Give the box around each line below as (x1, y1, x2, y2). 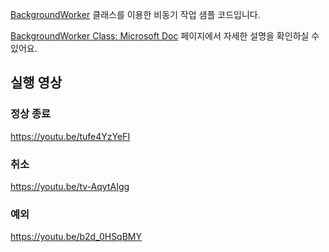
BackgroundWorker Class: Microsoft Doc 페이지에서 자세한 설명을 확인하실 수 (10, 30, 320, 42)
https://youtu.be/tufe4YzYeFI (10, 130, 131, 142)
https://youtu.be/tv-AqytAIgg (10, 180, 130, 192)
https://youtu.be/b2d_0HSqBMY (10, 231, 142, 243)
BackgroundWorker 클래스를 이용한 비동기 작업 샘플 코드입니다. (10, 9, 261, 20)
